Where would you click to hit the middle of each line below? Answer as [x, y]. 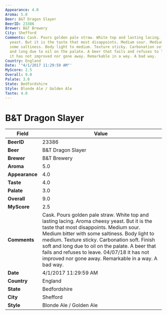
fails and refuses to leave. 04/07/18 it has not [95, 252]
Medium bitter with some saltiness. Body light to [98, 234]
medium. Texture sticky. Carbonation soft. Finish [98, 240]
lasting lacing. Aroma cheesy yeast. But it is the [97, 221]
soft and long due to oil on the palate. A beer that [99, 246]
